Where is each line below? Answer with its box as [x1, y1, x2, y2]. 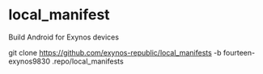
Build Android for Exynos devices [8, 32, 120, 42]
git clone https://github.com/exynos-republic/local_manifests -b [8, 47, 222, 57]
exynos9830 [8, 56, 51, 66]
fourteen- [223, 47, 256, 57]
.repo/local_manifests [52, 56, 124, 66]
